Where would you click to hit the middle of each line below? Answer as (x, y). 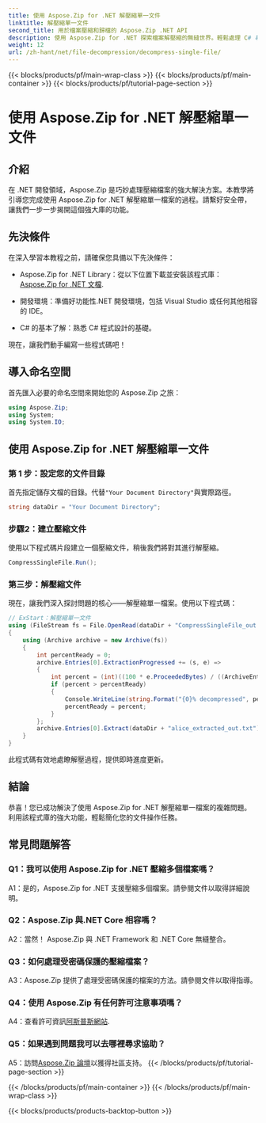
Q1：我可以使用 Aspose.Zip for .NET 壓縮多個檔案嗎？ (112, 870)
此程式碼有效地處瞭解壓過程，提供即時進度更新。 (88, 759)
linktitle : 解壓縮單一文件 (49, 23)
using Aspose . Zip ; (38, 407)
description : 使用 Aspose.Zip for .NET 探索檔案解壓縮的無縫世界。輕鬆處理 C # (130, 38)
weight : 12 (26, 45)
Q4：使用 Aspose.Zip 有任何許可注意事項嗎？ (96, 1003)
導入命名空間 (40, 372)
